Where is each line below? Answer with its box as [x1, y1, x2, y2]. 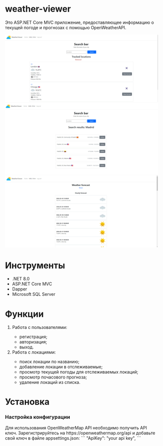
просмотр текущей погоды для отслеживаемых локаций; [19, 369, 138, 375]
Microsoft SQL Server [12, 292, 56, 297]
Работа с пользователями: [12, 325, 67, 330]
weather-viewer [5, 3, 71, 15]
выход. [19, 344, 34, 350]
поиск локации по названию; [19, 359, 80, 365]
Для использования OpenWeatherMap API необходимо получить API [5, 425, 147, 430]
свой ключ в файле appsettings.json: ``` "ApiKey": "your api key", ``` [5, 435, 141, 441]
